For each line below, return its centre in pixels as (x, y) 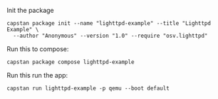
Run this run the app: (37, 75)
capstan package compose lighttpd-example (71, 62)
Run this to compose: (38, 49)
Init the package (30, 10)
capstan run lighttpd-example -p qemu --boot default (88, 88)
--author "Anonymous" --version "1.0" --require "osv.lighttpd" (110, 36)
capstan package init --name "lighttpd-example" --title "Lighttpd (109, 24)
